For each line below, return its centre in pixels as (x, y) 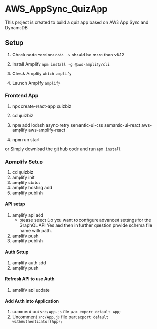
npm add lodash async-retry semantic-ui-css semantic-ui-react (76, 125)
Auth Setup (17, 252)
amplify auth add (29, 263)
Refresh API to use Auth (30, 279)
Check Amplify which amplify (42, 73)
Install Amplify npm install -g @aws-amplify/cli (61, 64)
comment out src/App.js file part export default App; (67, 312)
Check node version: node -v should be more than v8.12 (68, 55)
